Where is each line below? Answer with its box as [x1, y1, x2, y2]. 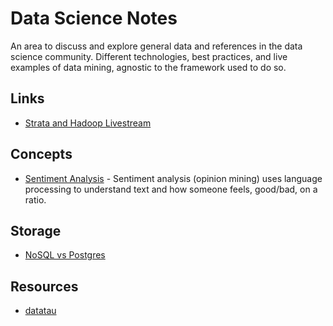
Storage [10, 222, 62, 239]
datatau [24, 305, 57, 317]
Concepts [10, 146, 73, 163]
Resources [10, 278, 79, 295]
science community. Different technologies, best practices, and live [10, 50, 288, 62]
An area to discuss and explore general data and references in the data [10, 40, 303, 52]
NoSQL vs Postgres [24, 249, 106, 261]
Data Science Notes [10, 7, 178, 30]
